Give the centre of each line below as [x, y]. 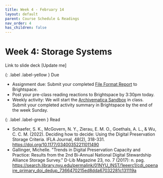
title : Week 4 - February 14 [35, 10]
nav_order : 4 [18, 23]
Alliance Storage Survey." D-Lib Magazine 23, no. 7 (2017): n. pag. [78, 160]
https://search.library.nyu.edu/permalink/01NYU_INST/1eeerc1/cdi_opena [85, 165]
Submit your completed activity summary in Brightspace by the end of [82, 105]
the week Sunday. [30, 110]
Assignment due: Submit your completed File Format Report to [75, 84]
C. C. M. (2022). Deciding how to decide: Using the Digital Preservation [84, 134]
